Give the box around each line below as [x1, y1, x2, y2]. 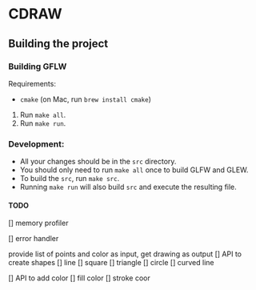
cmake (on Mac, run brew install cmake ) [19, 94, 152, 104]
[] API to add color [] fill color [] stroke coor [8, 273, 150, 283]
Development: [8, 138, 65, 149]
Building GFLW [8, 61, 67, 72]
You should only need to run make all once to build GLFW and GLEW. [19, 165, 249, 175]
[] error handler [8, 234, 59, 244]
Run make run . [19, 118, 66, 128]
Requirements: [8, 79, 56, 88]
